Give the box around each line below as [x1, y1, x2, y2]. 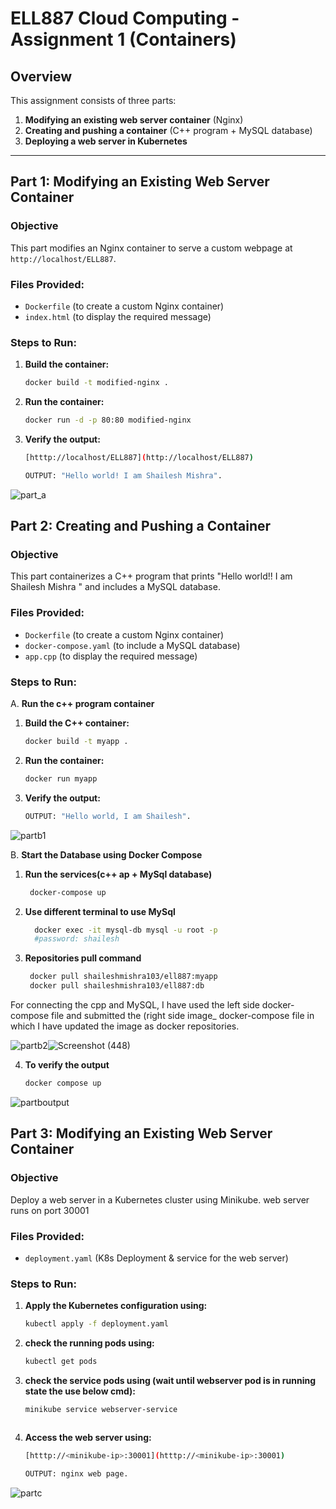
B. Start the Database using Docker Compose [10, 848, 203, 861]
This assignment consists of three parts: [10, 95, 177, 106]
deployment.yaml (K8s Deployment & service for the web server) [24, 1252, 289, 1264]
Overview [10, 68, 73, 85]
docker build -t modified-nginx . [24, 378, 169, 388]
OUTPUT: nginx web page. [24, 1468, 129, 1479]
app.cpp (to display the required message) [24, 650, 198, 662]
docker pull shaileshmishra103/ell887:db [29, 981, 205, 991]
